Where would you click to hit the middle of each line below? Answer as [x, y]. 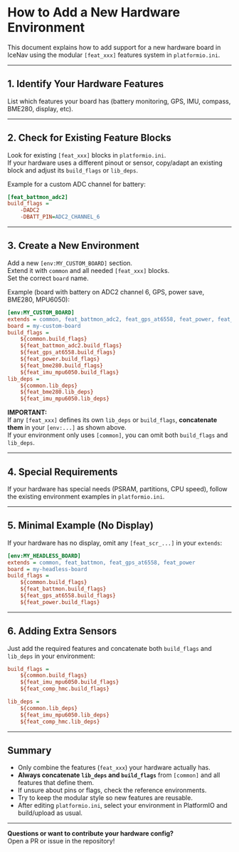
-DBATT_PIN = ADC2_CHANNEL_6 [60, 217]
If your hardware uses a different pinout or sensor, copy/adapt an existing [115, 163]
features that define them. [56, 783]
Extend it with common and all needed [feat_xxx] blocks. [89, 270]
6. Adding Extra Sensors [62, 631]
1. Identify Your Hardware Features [86, 84]
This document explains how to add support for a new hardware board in [114, 47]
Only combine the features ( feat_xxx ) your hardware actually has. [114, 768]
